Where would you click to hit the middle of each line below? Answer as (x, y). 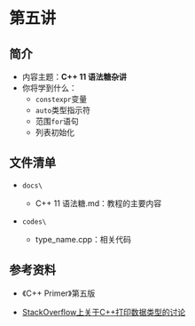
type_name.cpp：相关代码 (83, 239)
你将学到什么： (49, 88)
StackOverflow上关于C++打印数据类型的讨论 (104, 312)
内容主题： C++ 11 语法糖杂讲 (74, 77)
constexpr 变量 (61, 99)
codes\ (34, 222)
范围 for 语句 (57, 121)
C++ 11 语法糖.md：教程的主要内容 (98, 203)
